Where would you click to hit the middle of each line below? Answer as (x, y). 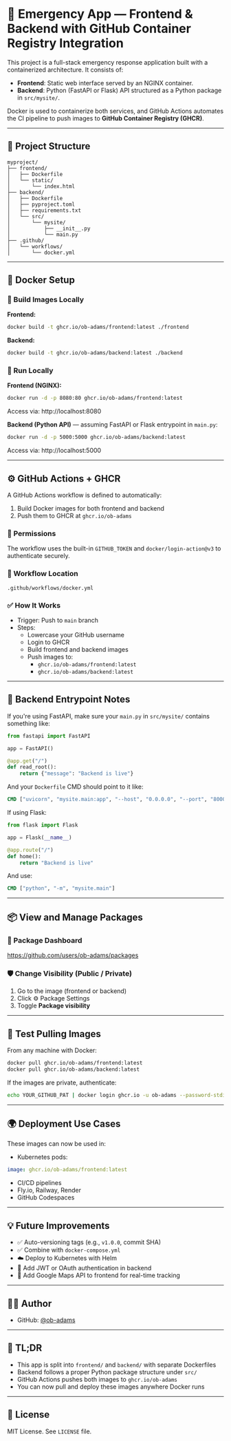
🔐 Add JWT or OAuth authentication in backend (84, 1268)
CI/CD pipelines (39, 1183)
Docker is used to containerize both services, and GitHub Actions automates (115, 111)
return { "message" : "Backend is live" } (77, 773)
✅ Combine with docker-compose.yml (69, 1250)
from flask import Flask (43, 825)
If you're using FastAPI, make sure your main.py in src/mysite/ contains (108, 716)
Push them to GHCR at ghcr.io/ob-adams (74, 516)
